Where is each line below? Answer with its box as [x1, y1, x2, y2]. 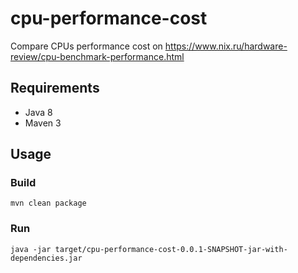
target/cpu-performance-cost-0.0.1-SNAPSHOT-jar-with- [54, 244, 288, 254]
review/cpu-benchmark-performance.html [10, 50, 185, 62]
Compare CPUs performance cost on [10, 40, 163, 52]
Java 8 [24, 106, 53, 118]
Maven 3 [24, 117, 62, 129]
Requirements [10, 80, 100, 97]
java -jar [10, 244, 52, 254]
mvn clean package [10, 198, 87, 209]
